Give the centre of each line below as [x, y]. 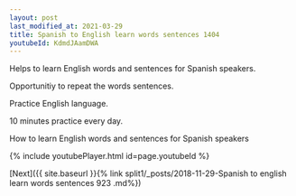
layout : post [34, 18]
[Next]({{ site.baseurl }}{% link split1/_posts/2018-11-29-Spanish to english [148, 173]
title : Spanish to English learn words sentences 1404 [115, 34]
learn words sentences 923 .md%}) [75, 183]
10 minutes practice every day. [66, 121]
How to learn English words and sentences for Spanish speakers [129, 139]
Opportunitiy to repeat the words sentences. [92, 86]
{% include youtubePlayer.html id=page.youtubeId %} [110, 156]
